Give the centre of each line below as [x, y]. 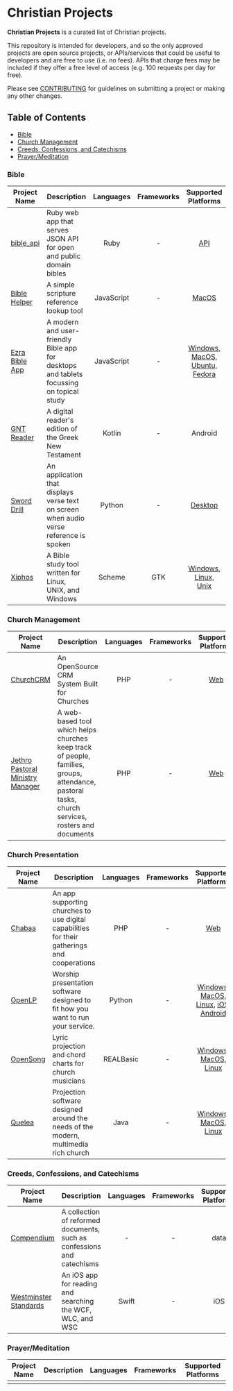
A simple [60, 285]
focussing [62, 383]
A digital [60, 412]
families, [71, 765]
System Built [78, 684]
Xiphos [22, 578]
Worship [66, 974]
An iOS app [80, 1275]
